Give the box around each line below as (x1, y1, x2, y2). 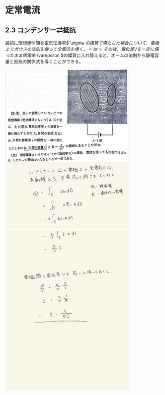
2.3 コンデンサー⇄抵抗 (5, 26, 76, 34)
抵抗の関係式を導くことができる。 (13, 59, 83, 65)
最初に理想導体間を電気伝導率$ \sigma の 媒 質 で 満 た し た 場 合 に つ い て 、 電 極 (5, 40, 159, 46)
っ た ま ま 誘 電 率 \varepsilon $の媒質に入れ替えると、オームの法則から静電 (5, 53, 155, 58)
